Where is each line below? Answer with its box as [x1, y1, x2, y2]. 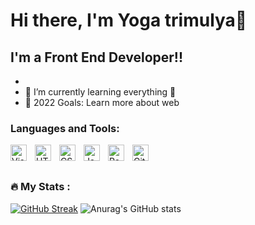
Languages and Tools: [10, 121, 120, 135]
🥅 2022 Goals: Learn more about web [24, 97, 180, 108]
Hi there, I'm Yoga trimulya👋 [10, 9, 248, 32]
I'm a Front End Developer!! [10, 49, 184, 66]
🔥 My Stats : [10, 180, 71, 194]
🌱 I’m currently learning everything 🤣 [24, 86, 177, 98]
